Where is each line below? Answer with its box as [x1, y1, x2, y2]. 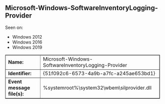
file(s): [8, 90, 24, 97]
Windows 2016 [12, 39, 43, 45]
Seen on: [5, 24, 24, 30]
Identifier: [8, 70, 32, 77]
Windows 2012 [12, 34, 43, 40]
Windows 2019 [12, 44, 43, 50]
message [8, 84, 30, 91]
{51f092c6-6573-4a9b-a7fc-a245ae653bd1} [43, 70, 156, 77]
